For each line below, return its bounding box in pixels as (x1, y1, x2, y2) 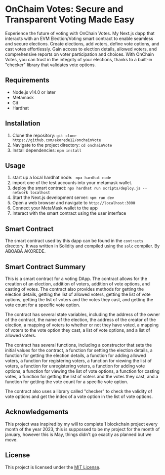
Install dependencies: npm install (12, 147, 82, 153)
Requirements (5, 76, 49, 84)
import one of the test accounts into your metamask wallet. (12, 180, 132, 186)
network (12, 190, 28, 196)
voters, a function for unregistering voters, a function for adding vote (5, 363, 145, 369)
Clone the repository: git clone (12, 132, 77, 138)
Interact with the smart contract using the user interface (12, 210, 126, 216)
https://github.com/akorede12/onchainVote (12, 137, 101, 143)
